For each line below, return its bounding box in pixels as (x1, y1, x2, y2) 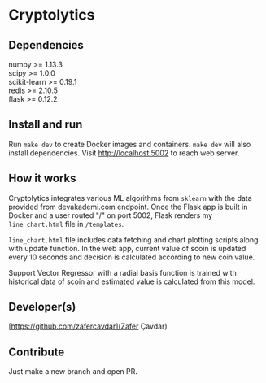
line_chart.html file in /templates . (8, 219, 124, 228)
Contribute (8, 345, 65, 359)
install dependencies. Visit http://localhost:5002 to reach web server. (8, 148, 240, 158)
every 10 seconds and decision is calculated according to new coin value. (8, 252, 255, 262)
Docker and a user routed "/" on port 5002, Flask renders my (8, 210, 213, 220)
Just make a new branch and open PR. (8, 367, 138, 376)
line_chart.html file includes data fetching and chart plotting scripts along (8, 234, 259, 245)
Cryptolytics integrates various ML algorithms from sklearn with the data (8, 193, 252, 202)
